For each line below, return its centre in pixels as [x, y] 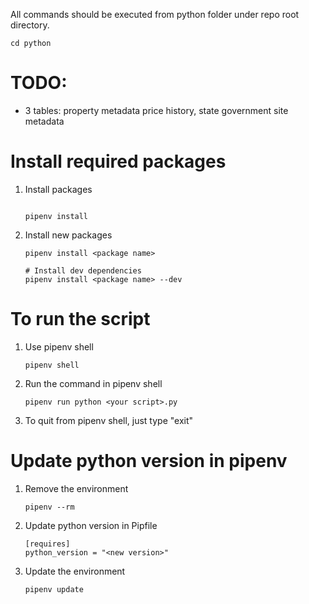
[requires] [47, 544]
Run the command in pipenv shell [93, 383]
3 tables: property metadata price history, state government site [156, 110]
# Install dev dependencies [83, 270]
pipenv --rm [49, 507]
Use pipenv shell [59, 346]
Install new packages [68, 235]
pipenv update [54, 589]
